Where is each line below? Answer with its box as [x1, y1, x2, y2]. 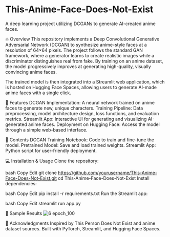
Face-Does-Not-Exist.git [5, 175, 57, 181]
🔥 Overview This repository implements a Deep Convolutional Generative [5, 36, 160, 42]
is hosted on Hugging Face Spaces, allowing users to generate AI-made [5, 84, 157, 90]
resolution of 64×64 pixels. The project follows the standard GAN [5, 47, 143, 53]
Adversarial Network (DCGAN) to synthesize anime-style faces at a [5, 41, 147, 48]
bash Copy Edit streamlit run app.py [5, 200, 81, 206]
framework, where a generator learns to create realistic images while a [5, 52, 155, 58]
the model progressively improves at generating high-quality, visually [5, 63, 151, 70]
